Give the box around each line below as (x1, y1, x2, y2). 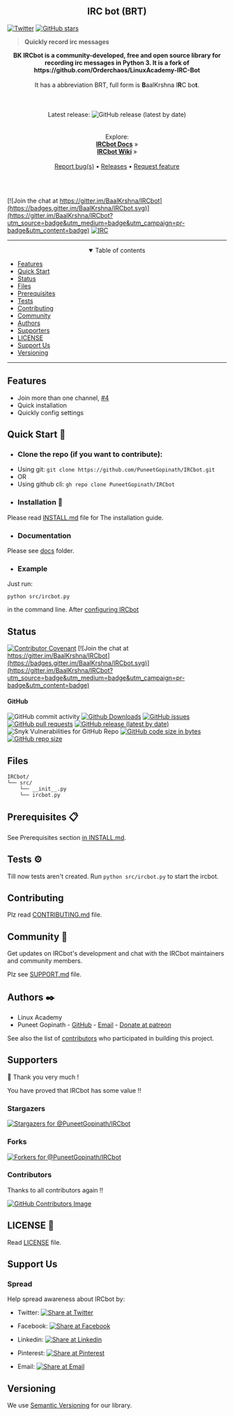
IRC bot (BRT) (86, 6, 148, 17)
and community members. (7, 957, 83, 965)
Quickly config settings (17, 408, 84, 417)
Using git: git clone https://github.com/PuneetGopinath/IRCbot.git (17, 465, 215, 474)
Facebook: (17, 1322, 48, 1330)
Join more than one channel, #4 (17, 394, 109, 402)
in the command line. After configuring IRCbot (7, 605, 139, 614)
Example (17, 563, 48, 573)
